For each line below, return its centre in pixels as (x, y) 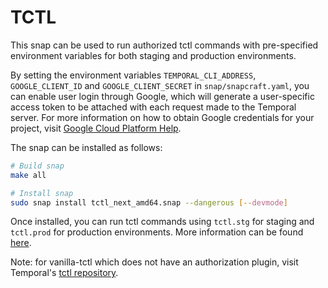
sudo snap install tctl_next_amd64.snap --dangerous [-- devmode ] (149, 202)
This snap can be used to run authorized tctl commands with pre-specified (164, 45)
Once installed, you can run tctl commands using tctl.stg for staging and (162, 222)
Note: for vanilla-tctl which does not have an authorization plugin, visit (154, 262)
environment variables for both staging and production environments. (153, 55)
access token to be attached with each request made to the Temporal (153, 107)
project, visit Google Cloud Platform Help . (96, 128)
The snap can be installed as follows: (86, 147)
